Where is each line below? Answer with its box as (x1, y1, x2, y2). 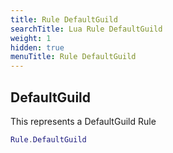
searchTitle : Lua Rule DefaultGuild (10, 24, 163, 34)
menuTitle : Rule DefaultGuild (10, 52, 137, 62)
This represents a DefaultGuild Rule (10, 115, 157, 127)
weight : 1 (10, 33, 52, 43)
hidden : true (10, 42, 65, 53)
